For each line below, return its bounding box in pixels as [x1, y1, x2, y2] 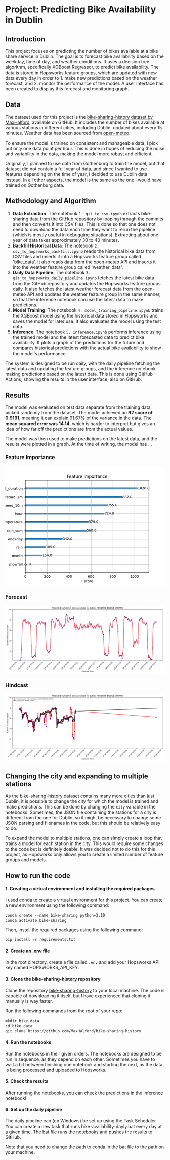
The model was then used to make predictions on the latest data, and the [5, 436, 158, 442]
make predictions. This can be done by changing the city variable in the [5, 804, 156, 810]
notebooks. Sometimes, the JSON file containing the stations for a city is [5, 809, 157, 815]
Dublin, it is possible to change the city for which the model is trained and [5, 798, 158, 804]
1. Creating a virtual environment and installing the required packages [5, 886, 155, 892]
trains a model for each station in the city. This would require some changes [5, 840, 163, 847]
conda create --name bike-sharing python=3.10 [5, 912, 105, 918]
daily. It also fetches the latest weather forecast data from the [12, 286, 141, 292]
